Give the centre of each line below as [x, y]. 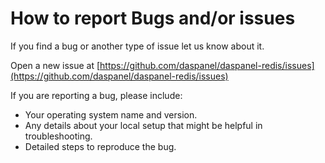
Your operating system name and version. [111, 114]
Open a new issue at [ [55, 65]
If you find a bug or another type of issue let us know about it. [137, 46]
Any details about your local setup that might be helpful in [143, 125]
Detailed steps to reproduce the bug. [100, 146]
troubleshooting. [58, 136]
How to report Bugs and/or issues [153, 18]
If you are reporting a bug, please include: [96, 95]
